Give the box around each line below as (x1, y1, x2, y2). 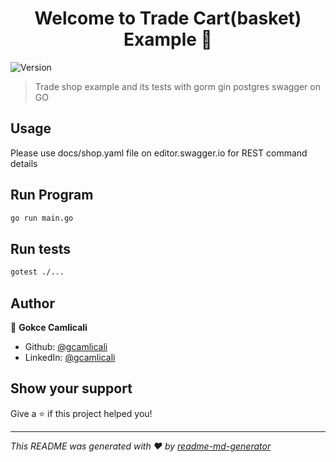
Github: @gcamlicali (24, 340, 108, 352)
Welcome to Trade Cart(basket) (34, 7, 302, 30)
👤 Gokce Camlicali (10, 321, 88, 333)
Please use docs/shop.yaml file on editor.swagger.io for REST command (10, 147, 308, 159)
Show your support (10, 380, 133, 397)
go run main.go (10, 213, 74, 223)
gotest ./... (10, 267, 65, 277)
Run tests (10, 240, 71, 257)
